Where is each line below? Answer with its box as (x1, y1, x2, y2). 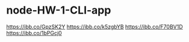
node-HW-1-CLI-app (6, 4, 111, 17)
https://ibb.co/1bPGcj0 (6, 29, 62, 36)
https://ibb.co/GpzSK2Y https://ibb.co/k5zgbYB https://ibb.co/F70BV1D (6, 23, 184, 30)
